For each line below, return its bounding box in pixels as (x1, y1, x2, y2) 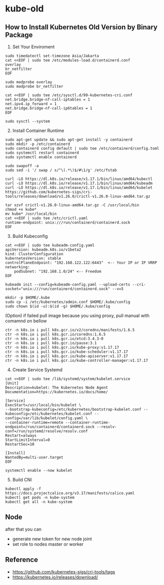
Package (5, 30, 33, 39)
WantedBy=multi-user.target (5, 455, 64, 460)
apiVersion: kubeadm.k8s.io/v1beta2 (5, 247, 81, 252)
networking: (5, 265, 30, 270)
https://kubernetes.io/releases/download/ (12, 574, 98, 580)
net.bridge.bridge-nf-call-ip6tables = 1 (5, 106, 93, 111)
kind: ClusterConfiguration (5, 252, 64, 257)
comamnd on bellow (5, 318, 47, 324)
